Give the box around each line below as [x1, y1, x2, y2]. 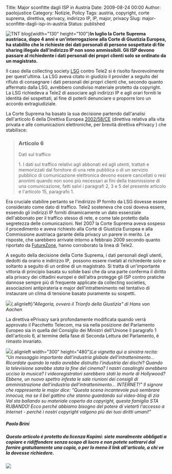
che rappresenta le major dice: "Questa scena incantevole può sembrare [6, 387, 160, 393]
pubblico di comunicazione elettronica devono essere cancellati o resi [18, 172, 166, 179]
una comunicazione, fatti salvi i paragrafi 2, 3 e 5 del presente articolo [18, 183, 166, 189]
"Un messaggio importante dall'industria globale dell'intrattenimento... [6, 354, 155, 361]
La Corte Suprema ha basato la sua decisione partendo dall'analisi [6, 110, 145, 117]
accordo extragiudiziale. [6, 101, 57, 107]
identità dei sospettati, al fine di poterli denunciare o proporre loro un [6, 95, 152, 101]
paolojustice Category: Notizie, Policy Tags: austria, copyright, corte [6, 10, 150, 16]
